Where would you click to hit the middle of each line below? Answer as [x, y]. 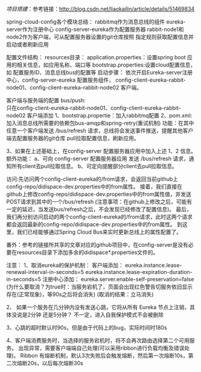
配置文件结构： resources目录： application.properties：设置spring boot [96, 57]
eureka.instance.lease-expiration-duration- [139, 272]
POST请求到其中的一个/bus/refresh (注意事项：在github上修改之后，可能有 [99, 202]
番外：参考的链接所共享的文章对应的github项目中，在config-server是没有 [97, 245]
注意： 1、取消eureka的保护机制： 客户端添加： [65, 265]
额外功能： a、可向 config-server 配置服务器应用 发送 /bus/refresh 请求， [97, 158]
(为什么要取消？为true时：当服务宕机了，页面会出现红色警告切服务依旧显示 [100, 287]
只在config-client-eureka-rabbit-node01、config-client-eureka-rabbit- [94, 108]
